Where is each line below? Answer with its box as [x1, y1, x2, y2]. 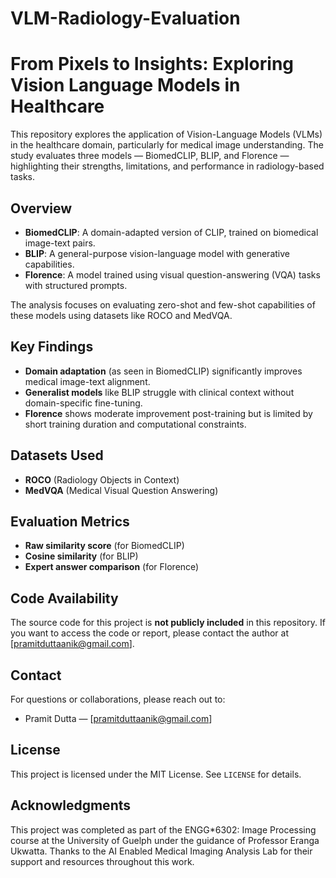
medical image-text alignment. [24, 375, 151, 387]
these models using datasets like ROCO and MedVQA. [10, 309, 233, 321]
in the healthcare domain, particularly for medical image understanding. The [10, 139, 324, 151]
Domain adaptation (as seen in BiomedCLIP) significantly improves [24, 365, 303, 377]
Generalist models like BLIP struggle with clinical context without [24, 386, 295, 398]
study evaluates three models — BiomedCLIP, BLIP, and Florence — [10, 150, 290, 162]
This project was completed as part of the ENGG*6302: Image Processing [10, 823, 317, 836]
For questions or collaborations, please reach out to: [10, 693, 226, 705]
